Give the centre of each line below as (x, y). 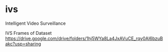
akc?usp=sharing (23, 43)
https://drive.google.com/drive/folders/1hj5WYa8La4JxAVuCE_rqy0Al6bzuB (84, 38)
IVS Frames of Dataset (29, 33)
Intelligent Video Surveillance (36, 23)
